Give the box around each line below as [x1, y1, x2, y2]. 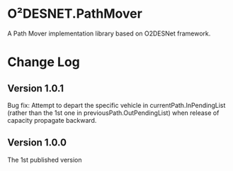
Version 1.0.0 [7, 137, 67, 149]
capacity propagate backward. [7, 116, 97, 124]
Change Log [7, 54, 80, 70]
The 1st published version [7, 155, 83, 164]
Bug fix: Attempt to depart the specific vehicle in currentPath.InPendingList [7, 101, 226, 109]
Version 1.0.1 [7, 82, 64, 94]
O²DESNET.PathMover [7, 6, 143, 22]
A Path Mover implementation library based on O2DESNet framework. [7, 29, 211, 38]
